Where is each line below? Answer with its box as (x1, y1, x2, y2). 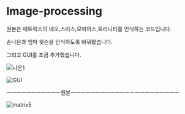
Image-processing (6, 4, 102, 18)
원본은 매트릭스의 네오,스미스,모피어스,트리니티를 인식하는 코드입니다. (6, 25, 172, 32)
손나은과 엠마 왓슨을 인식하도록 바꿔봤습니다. (6, 38, 113, 45)
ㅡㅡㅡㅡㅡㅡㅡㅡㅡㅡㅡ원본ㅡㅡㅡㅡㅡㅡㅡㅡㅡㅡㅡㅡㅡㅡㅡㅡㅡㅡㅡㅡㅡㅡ (6, 88, 179, 96)
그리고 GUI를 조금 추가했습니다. (6, 51, 81, 59)
